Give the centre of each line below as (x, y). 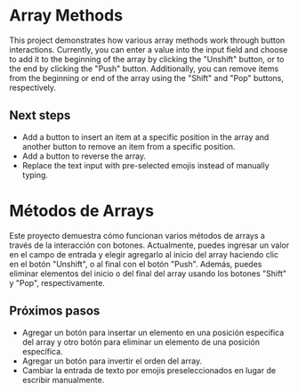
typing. (35, 175)
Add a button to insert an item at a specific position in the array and (145, 137)
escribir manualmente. (63, 380)
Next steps (40, 115)
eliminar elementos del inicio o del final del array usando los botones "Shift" (148, 274)
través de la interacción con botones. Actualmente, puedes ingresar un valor (149, 245)
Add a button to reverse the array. (84, 156)
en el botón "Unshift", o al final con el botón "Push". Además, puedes (136, 264)
